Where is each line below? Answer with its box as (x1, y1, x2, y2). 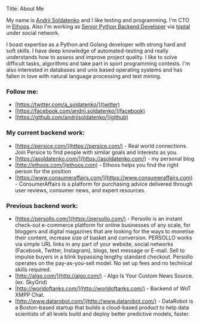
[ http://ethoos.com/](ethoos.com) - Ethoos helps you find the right (14, 161, 179, 168)
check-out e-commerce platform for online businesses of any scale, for (14, 221, 191, 229)
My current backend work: (6, 128, 85, 137)
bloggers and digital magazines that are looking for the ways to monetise (14, 227, 195, 235)
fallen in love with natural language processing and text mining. (6, 73, 162, 79)
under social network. (6, 29, 60, 36)
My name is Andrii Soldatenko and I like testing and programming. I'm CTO (6, 17, 190, 23)
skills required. (14, 266, 51, 273)
